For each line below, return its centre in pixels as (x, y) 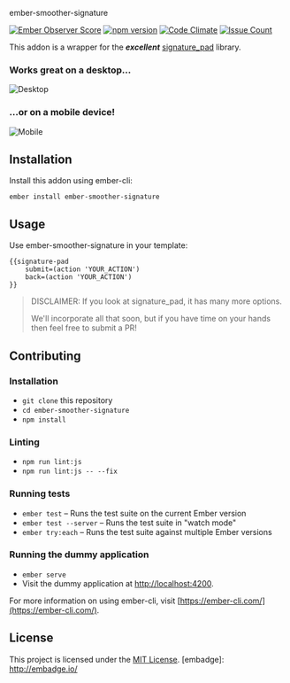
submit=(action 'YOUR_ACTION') (83, 269)
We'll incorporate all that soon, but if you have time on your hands (151, 319)
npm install (44, 420)
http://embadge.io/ (43, 669)
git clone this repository (67, 400)
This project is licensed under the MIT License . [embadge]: (117, 659)
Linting (24, 442)
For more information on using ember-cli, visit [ (95, 601)
